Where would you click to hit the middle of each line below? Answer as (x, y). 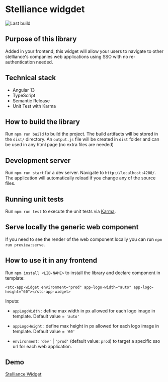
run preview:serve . (25, 244)
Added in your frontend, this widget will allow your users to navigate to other (85, 51)
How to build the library (43, 122)
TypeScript (24, 95)
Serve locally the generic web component (72, 227)
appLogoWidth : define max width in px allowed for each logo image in (84, 310)
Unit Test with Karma (34, 106)
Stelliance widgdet (45, 9)
